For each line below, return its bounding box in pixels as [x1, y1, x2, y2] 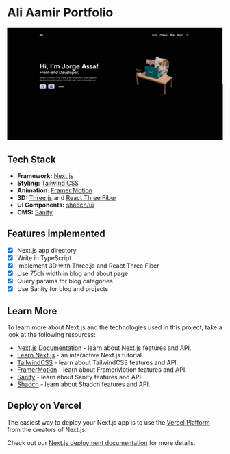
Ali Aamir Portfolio [7, 5, 114, 21]
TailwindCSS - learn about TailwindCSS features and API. [16, 358, 179, 367]
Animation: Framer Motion [16, 186, 92, 194]
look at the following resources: [7, 331, 96, 339]
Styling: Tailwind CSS [16, 179, 79, 188]
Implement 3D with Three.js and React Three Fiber [16, 262, 159, 270]
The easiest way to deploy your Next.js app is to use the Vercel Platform [7, 418, 211, 426]
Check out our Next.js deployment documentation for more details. [7, 438, 196, 446]
